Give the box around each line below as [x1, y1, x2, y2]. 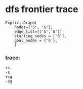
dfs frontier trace [5, 4, 78, 15]
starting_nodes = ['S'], [14, 33, 67, 38]
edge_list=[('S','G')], [14, 29, 65, 34]
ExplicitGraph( [5, 20, 37, 25]
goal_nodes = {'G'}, [14, 38, 58, 43]
